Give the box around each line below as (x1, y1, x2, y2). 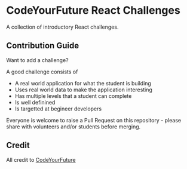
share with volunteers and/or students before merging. (6, 123, 141, 130)
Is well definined (14, 99, 56, 106)
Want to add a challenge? (6, 56, 69, 63)
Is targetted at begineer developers (14, 105, 102, 112)
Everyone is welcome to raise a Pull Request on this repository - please (6, 116, 181, 124)
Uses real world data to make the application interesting (14, 86, 152, 93)
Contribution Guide (6, 41, 79, 51)
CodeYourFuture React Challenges (6, 4, 180, 17)
